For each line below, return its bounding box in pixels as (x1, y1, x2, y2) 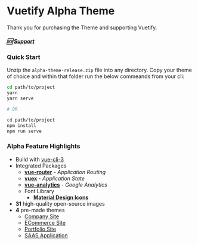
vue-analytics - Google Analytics (24, 181, 108, 188)
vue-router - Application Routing (24, 168, 106, 175)
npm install (7, 122, 36, 129)
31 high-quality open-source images (15, 200, 105, 207)
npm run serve (7, 128, 42, 134)
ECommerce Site (24, 219, 66, 226)
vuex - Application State (24, 175, 85, 182)
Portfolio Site (24, 225, 56, 232)
